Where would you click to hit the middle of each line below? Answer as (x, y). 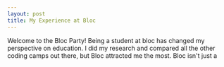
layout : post (26, 14)
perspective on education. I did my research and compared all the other (111, 48)
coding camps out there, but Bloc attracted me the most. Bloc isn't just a (112, 55)
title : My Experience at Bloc (52, 20)
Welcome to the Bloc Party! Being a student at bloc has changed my (106, 40)
